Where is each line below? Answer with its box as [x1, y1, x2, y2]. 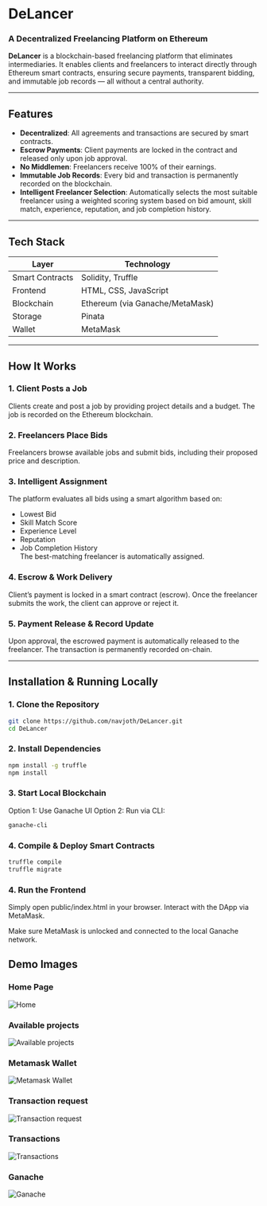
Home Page [8, 982, 54, 993]
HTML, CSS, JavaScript [80, 285, 169, 296]
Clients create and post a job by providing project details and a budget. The [8, 401, 256, 411]
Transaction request [8, 1095, 89, 1106]
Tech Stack [8, 235, 65, 248]
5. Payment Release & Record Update [8, 618, 154, 629]
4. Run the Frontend [8, 884, 87, 896]
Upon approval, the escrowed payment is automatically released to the [8, 636, 240, 646]
